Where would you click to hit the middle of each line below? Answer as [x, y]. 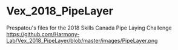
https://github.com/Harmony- [43, 34]
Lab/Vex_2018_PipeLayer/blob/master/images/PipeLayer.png [82, 40]
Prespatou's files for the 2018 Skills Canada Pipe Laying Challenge [89, 28]
